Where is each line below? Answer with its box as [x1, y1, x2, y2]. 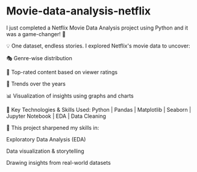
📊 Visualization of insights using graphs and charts [6, 92, 134, 99]
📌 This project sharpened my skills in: [6, 124, 99, 131]
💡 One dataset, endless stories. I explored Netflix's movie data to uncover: [6, 42, 191, 49]
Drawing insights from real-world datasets [6, 159, 111, 166]
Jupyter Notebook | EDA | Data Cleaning [6, 112, 107, 120]
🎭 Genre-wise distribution [6, 54, 72, 61]
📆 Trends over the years [6, 80, 66, 87]
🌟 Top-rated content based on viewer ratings [6, 68, 118, 76]
